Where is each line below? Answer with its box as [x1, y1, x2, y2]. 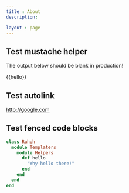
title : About [6, 8, 41, 15]
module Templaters [11, 144, 57, 150]
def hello [21, 155, 46, 161]
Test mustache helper [6, 46, 88, 56]
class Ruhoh [6, 139, 35, 145]
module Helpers [16, 149, 54, 156]
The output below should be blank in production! [6, 62, 124, 69]
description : [6, 14, 38, 20]
